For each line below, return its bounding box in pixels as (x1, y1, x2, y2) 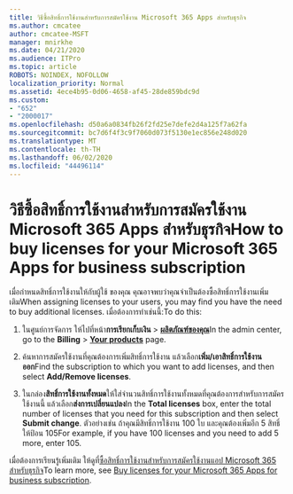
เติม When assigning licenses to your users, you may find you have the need (9, 296, 282, 307)
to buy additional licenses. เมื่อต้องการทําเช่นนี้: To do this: (9, 307, 202, 318)
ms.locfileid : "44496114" (9, 161, 104, 170)
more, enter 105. (21, 438, 82, 449)
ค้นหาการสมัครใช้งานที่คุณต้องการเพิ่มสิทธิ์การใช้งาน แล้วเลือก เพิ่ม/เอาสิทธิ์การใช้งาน (21, 351, 263, 362)
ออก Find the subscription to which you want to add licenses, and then (21, 361, 274, 372)
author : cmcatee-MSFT (9, 29, 89, 38)
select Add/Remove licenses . (21, 372, 131, 382)
